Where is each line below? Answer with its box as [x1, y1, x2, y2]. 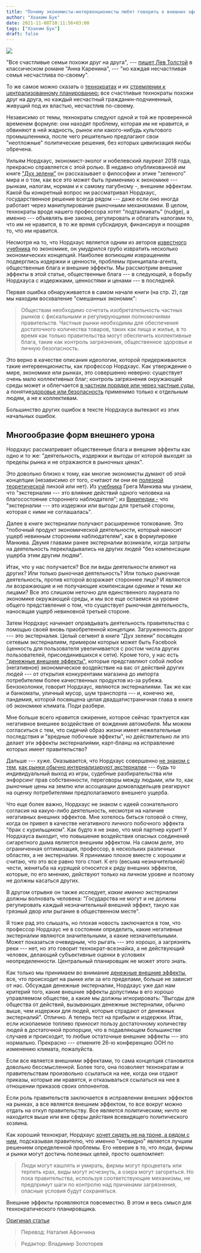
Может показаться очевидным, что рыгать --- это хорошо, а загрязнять [6, 938, 191, 945]
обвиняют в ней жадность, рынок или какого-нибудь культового [6, 126, 172, 134]
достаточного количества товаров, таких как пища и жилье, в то [20, 326, 187, 333]
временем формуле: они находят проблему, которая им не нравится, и [6, 120, 189, 128]
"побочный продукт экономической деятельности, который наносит [6, 526, 182, 533]
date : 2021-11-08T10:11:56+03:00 [6, 20, 90, 26]
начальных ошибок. [6, 413, 57, 420]
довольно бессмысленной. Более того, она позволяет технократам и [6, 1063, 184, 1070]
